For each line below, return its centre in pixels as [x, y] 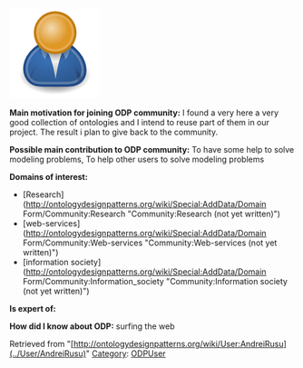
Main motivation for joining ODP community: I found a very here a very [144, 113]
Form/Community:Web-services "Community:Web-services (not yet [150, 243]
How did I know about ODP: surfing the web [92, 326]
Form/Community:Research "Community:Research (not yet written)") [151, 214]
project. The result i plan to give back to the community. [114, 132]
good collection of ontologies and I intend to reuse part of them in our [140, 122]
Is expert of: [33, 308]
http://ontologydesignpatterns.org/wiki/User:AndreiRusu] [180, 344]
